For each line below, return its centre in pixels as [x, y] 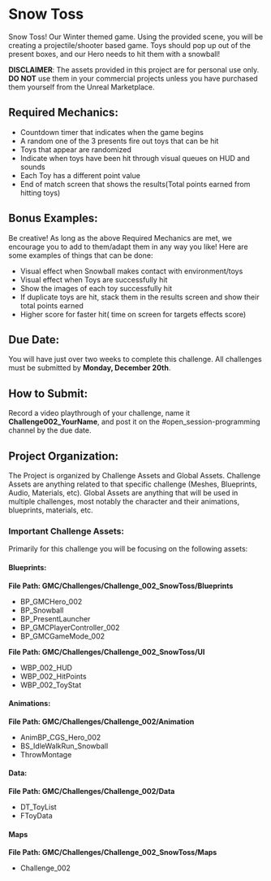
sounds [33, 167]
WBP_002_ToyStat [51, 685]
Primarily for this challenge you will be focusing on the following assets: [128, 549]
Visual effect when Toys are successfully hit [94, 279]
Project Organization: [64, 456]
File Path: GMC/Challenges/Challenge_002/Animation [101, 722]
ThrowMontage [46, 754]
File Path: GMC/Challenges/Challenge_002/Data [92, 791]
